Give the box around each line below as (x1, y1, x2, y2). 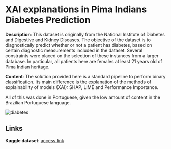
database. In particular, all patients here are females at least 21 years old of (5, 58, 163, 64)
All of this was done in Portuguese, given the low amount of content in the (5, 94, 160, 100)
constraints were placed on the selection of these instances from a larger (5, 52, 159, 59)
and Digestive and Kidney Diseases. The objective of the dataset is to (5, 37, 151, 43)
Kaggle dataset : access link (5, 137, 65, 143)
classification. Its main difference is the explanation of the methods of (5, 79, 152, 85)
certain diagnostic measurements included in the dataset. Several (5, 47, 143, 53)
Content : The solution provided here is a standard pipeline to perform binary (5, 73, 166, 79)
